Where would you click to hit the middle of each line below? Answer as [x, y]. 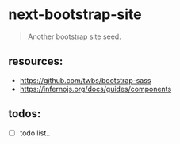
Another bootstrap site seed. [74, 36]
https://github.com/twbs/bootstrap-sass [85, 80]
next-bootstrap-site [75, 15]
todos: [25, 114]
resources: [36, 61]
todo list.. [35, 133]
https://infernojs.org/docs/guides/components [96, 89]
